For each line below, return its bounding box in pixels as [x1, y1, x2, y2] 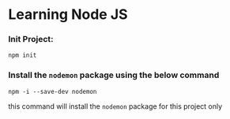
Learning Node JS [8, 6, 128, 24]
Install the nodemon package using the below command [8, 69, 220, 80]
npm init [8, 51, 37, 60]
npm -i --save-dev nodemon [8, 87, 97, 95]
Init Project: [8, 34, 54, 45]
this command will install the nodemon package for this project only [8, 101, 223, 111]
